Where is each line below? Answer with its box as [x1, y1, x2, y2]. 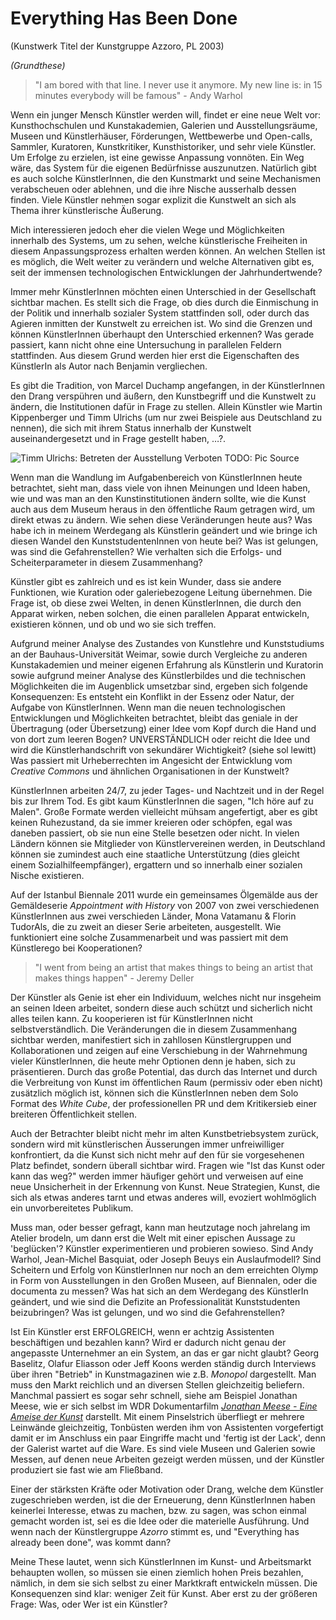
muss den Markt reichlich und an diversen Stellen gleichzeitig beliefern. [10, 1378, 305, 1391]
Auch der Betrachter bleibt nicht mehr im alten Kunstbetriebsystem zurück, [10, 1127, 320, 1139]
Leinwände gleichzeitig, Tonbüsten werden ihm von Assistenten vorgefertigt [10, 1421, 324, 1433]
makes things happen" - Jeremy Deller [34, 972, 195, 984]
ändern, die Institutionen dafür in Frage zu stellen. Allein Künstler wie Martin [10, 400, 323, 412]
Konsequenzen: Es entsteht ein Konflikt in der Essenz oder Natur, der [10, 690, 295, 702]
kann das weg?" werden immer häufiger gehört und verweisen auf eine [10, 1170, 304, 1182]
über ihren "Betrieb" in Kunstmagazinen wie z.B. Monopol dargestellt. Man [10, 1368, 317, 1380]
